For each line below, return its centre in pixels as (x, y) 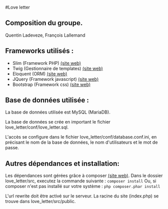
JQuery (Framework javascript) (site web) (55, 79)
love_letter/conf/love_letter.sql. (37, 127)
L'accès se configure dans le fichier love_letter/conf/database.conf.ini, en (81, 137)
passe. (12, 148)
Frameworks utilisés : (39, 51)
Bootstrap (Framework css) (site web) (51, 84)
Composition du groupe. (44, 23)
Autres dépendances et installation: (62, 164)
